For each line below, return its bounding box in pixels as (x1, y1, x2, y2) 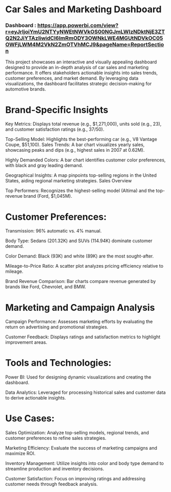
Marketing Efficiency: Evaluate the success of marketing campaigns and (5, 445, 157, 451)
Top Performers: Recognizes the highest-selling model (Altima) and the (5, 188, 155, 194)
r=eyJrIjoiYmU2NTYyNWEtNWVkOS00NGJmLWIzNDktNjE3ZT (5, 28, 165, 35)
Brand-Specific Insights (5, 104, 109, 115)
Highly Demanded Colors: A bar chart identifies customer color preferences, (5, 157, 166, 163)
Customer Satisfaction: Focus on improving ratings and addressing (5, 476, 145, 482)
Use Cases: (5, 413, 55, 425)
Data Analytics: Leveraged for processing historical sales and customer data (5, 389, 166, 395)
